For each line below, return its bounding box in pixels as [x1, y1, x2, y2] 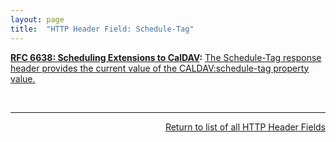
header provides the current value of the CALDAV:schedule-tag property [10, 62, 310, 74]
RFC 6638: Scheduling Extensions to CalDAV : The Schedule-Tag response [10, 51, 322, 63]
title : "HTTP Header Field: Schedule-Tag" [10, 24, 195, 34]
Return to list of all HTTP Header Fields [164, 121, 326, 133]
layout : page [10, 14, 65, 25]
